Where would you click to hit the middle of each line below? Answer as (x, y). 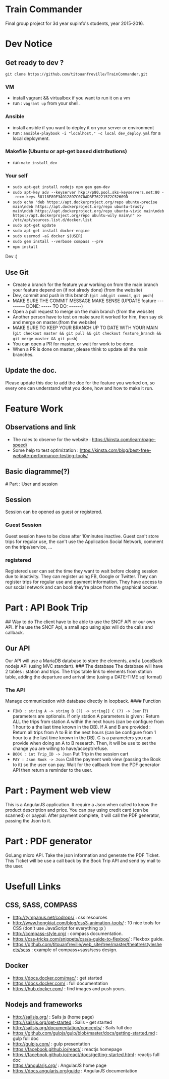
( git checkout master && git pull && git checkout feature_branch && (87, 333)
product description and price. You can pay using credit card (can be (77, 810)
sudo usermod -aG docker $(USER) (48, 236)
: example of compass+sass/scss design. (74, 950)
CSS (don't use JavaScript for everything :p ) (59, 928)
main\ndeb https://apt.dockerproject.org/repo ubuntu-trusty (78, 207)
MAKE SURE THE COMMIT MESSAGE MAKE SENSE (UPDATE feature (84, 301)
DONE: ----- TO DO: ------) (54, 306)
